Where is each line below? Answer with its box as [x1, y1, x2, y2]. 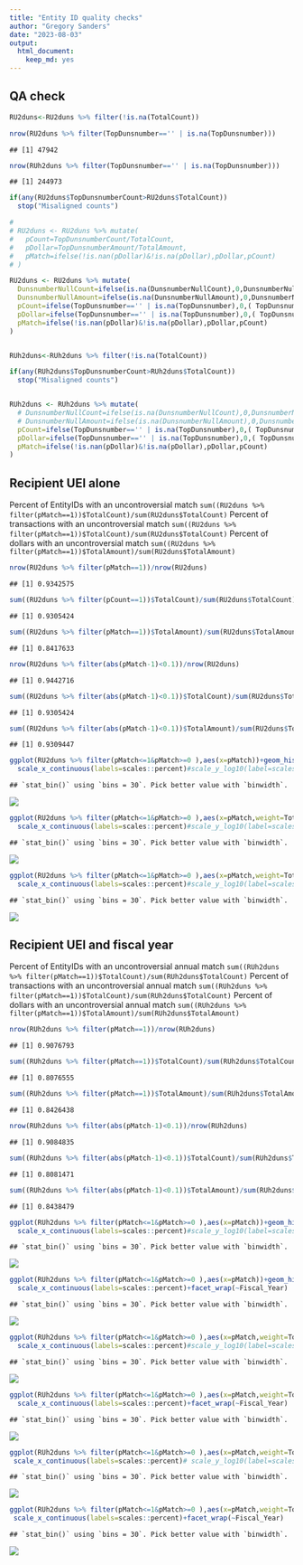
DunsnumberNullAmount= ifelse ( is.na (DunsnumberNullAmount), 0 [17, 293, 248, 303]
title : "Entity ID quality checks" [9, 13, 143, 23]
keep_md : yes [25, 55, 75, 64]
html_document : [17, 47, 75, 56]
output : [9, 38, 39, 48]
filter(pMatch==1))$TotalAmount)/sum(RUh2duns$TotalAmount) [9, 1009, 241, 1018]
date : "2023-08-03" [9, 30, 83, 39]
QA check [9, 89, 66, 104]
